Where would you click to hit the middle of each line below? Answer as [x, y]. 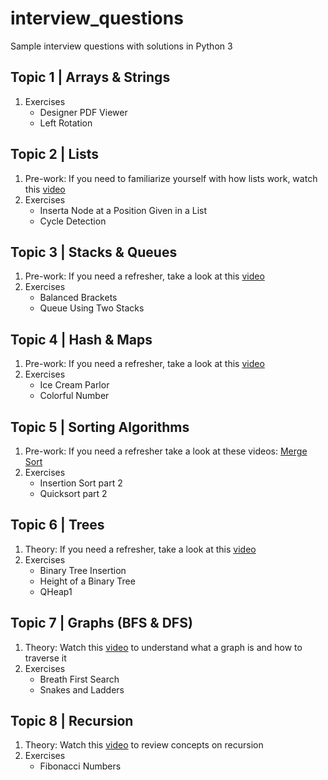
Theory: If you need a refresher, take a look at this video [140, 549]
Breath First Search [79, 679]
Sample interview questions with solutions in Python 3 [121, 46]
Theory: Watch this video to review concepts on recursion [144, 745]
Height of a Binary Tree [87, 581]
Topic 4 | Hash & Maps [81, 339]
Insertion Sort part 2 [81, 483]
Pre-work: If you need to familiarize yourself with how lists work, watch [171, 178]
